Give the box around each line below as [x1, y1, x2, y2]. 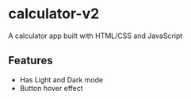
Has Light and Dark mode [19, 74, 104, 84]
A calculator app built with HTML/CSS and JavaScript [8, 31, 183, 40]
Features [8, 54, 53, 67]
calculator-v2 [8, 5, 100, 23]
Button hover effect [19, 83, 83, 93]
